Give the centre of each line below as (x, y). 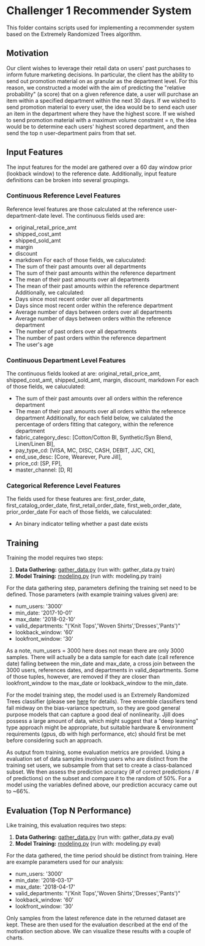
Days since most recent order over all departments (79, 299)
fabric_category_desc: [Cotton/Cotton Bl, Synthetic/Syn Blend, (94, 437)
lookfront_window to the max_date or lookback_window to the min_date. (97, 683)
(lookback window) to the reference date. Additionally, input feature (91, 173)
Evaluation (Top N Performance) (69, 811)
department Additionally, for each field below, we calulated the (94, 418)
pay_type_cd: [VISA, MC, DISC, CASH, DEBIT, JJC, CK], (85, 451)
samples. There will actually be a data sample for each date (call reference (100, 657)
